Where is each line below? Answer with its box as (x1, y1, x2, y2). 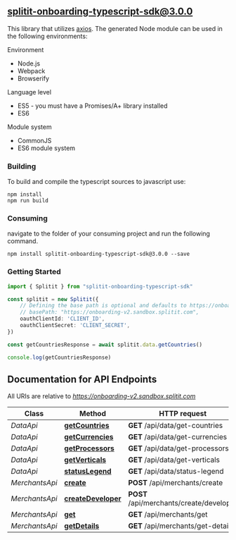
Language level (7, 87, 51, 96)
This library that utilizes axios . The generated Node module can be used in (7, 24, 223, 32)
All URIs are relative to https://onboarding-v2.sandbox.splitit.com (7, 392, 196, 400)
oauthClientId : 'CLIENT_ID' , (20, 315, 105, 323)
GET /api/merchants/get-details (128, 521, 234, 531)
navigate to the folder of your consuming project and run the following (7, 229, 211, 238)
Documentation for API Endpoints (7, 373, 157, 385)
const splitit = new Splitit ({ (7, 295, 99, 302)
